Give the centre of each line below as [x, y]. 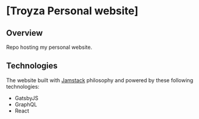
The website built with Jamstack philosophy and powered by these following [100, 80]
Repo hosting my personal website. [49, 47]
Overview [25, 33]
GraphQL [26, 104]
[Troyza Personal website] [72, 11]
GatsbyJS [26, 98]
